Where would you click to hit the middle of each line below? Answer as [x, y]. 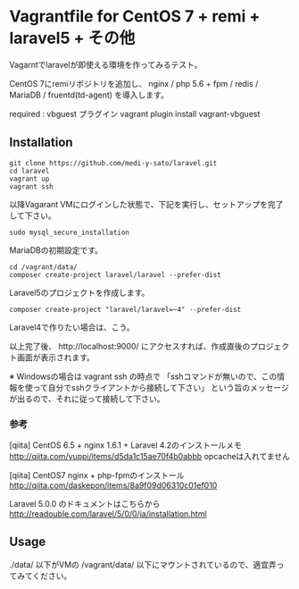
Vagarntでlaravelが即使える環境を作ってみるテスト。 [106, 64]
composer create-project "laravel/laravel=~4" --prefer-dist [125, 309]
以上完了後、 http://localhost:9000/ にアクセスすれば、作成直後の [130, 346]
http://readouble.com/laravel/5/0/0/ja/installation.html [108, 514]
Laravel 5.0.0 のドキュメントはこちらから [85, 504]
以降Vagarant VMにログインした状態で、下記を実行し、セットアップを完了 [146, 204]
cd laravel [29, 171]
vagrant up [29, 179]
